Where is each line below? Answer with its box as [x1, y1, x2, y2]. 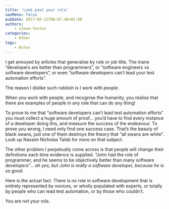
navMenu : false [5, 12, 37, 17]
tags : [5, 40, 17, 45]
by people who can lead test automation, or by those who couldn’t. [5, 188, 144, 194]
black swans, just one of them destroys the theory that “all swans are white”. [5, 131, 164, 137]
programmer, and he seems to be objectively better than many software [5, 157, 154, 163]
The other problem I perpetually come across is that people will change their [5, 146, 164, 152]
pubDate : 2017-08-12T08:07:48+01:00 [5, 17, 82, 22]
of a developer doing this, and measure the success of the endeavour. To [5, 120, 157, 126]
